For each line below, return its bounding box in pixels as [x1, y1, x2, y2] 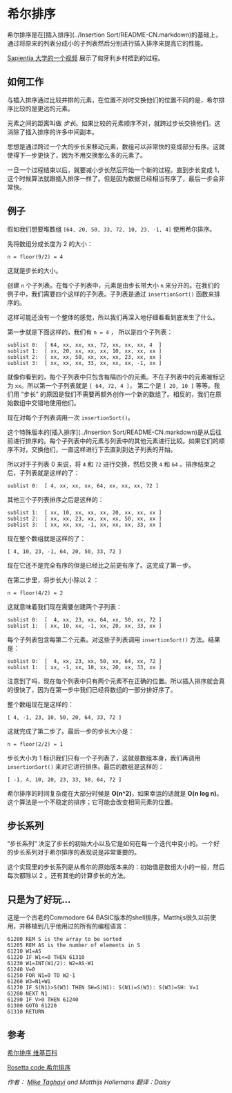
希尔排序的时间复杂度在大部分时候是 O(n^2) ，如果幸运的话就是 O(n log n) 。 [7, 789, 223, 797]
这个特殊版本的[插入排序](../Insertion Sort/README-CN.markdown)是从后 [7, 428, 216, 436]
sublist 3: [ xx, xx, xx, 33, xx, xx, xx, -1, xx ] [7, 359, 162, 366]
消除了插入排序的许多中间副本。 [7, 127, 98, 136]
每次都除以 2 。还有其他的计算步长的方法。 [7, 872, 130, 880]
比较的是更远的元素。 [12, 104, 74, 113]
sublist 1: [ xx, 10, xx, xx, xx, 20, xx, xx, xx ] [7, 509, 162, 516]
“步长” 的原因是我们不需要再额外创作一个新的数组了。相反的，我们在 [20, 390, 216, 398]
